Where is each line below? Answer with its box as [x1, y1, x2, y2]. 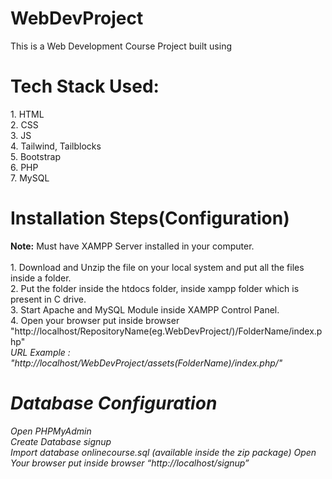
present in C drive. [10, 293, 87, 305]
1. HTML [10, 108, 45, 120]
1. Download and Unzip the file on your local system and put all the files [10, 261, 305, 273]
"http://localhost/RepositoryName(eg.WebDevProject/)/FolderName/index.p [10, 325, 323, 337]
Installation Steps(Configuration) [10, 207, 290, 230]
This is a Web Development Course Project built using [10, 40, 232, 52]
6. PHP [10, 161, 39, 173]
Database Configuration [10, 392, 218, 414]
